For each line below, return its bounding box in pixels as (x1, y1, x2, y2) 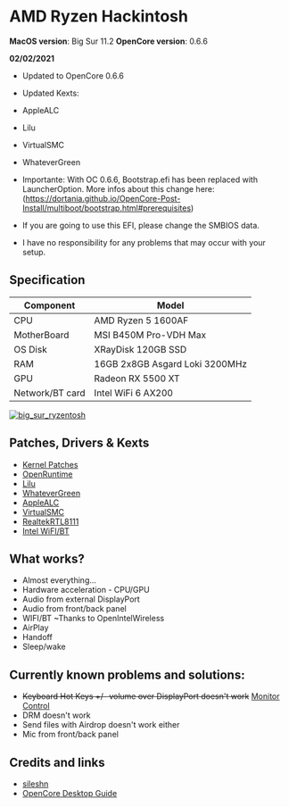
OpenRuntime (21, 469, 73, 479)
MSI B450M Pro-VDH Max (94, 329, 207, 341)
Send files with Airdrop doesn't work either (21, 720, 180, 730)
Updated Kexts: (21, 87, 79, 98)
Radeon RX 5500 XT (94, 372, 180, 385)
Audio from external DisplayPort (21, 594, 140, 604)
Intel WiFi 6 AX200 (94, 387, 174, 399)
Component (23, 299, 76, 312)
